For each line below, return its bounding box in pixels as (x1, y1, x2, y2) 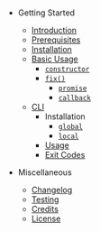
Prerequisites (31, 34, 81, 45)
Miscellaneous (17, 167, 72, 178)
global (58, 123, 84, 132)
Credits (31, 204, 59, 215)
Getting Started (17, 7, 75, 18)
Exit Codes (44, 150, 86, 161)
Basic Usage (31, 53, 78, 65)
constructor (44, 65, 90, 74)
